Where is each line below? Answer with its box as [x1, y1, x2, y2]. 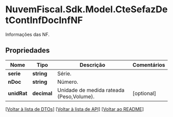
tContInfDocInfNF [5, 14, 83, 26]
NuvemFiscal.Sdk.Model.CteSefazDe [5, 4, 168, 15]
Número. [57, 78, 79, 85]
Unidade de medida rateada [57, 86, 125, 93]
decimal [32, 89, 53, 97]
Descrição [79, 61, 106, 68]
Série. [57, 70, 72, 77]
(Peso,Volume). [57, 93, 95, 100]
